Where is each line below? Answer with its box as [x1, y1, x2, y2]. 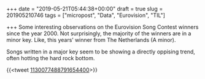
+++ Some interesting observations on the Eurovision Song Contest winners [6, 24, 199, 30]
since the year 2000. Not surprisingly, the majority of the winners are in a [6, 30, 191, 37]
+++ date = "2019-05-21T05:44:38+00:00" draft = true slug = [6, 5, 163, 12]
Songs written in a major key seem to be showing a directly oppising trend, [6, 48, 195, 55]
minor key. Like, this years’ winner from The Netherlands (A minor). [6, 36, 176, 43]
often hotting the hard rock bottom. [6, 55, 95, 61]
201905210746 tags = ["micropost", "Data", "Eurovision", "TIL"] [6, 12, 166, 19]
